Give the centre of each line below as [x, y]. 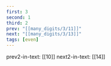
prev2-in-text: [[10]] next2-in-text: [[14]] [56, 57]
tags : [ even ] [22, 40]
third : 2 [17, 23]
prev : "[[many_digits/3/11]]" [44, 28]
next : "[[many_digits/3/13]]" [44, 34]
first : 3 [17, 12]
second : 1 [19, 17]
